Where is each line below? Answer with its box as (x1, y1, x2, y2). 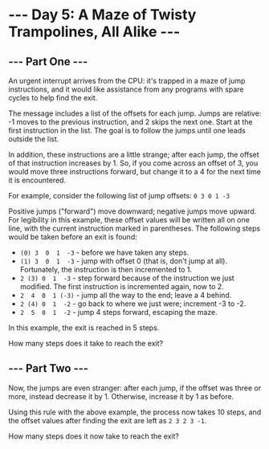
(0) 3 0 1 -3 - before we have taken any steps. (19, 247, 190, 257)
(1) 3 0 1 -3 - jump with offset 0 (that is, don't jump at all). (19, 256, 227, 266)
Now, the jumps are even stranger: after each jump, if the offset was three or (8, 383, 262, 393)
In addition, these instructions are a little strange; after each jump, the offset (8, 150, 259, 159)
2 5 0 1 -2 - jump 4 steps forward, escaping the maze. (19, 308, 218, 316)
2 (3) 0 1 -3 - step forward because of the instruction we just (19, 273, 234, 283)
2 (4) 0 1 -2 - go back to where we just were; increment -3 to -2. (19, 299, 247, 308)
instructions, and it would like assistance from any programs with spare (8, 84, 244, 94)
